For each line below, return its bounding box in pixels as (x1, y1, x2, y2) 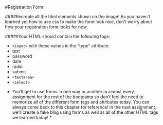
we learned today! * (12, 115, 52, 120)
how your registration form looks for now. (5, 24, 88, 30)
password (12, 53, 33, 59)
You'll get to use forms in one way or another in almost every (12, 89, 134, 94)
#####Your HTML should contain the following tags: (5, 34, 110, 39)
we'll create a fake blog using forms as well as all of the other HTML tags (12, 109, 159, 115)
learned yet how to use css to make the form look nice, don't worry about (5, 19, 152, 24)
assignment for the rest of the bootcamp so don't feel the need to (12, 94, 144, 100)
